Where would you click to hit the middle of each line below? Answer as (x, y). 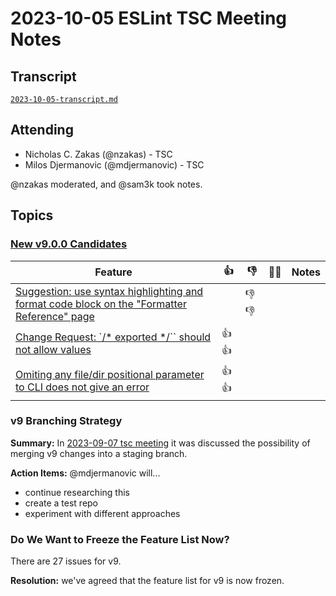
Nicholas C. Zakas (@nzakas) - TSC (98, 154)
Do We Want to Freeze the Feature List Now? (120, 539)
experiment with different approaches (102, 513)
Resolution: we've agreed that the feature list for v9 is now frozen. (147, 581)
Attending (42, 130)
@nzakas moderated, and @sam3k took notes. (106, 184)
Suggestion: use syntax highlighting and (109, 291)
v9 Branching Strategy (66, 421)
